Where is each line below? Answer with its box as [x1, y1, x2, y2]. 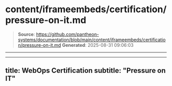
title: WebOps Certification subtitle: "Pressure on [5, 66, 166, 75]
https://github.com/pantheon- [36, 31, 99, 37]
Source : [17, 31, 35, 37]
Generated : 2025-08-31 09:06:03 [62, 42, 134, 48]
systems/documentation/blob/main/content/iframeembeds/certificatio [17, 37, 166, 43]
